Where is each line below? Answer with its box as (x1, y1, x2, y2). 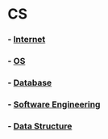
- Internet (7, 34, 46, 45)
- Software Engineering (7, 99, 101, 110)
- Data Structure (7, 120, 73, 132)
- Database (7, 77, 52, 88)
